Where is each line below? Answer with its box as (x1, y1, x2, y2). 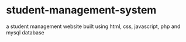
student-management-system (6, 3, 157, 17)
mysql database (6, 29, 45, 36)
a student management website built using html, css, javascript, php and (6, 23, 181, 30)
